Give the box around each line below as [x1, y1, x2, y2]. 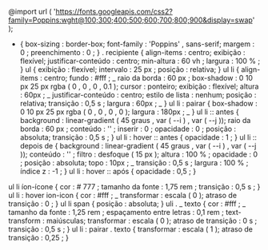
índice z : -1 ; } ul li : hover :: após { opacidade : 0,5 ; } [19, 167, 197, 176]
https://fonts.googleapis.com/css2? [55, 7, 174, 16]
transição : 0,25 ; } [8, 233, 70, 242]
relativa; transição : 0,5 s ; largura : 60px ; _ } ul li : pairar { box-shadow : [19, 99, 258, 108]
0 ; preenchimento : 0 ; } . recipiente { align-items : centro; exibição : [19, 48, 246, 57]
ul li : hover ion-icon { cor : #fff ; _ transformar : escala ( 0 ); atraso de [8, 191, 238, 200]
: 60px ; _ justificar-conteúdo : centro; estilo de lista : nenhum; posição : [19, 90, 257, 99]
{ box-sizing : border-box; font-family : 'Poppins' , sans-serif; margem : [19, 39, 254, 49]
